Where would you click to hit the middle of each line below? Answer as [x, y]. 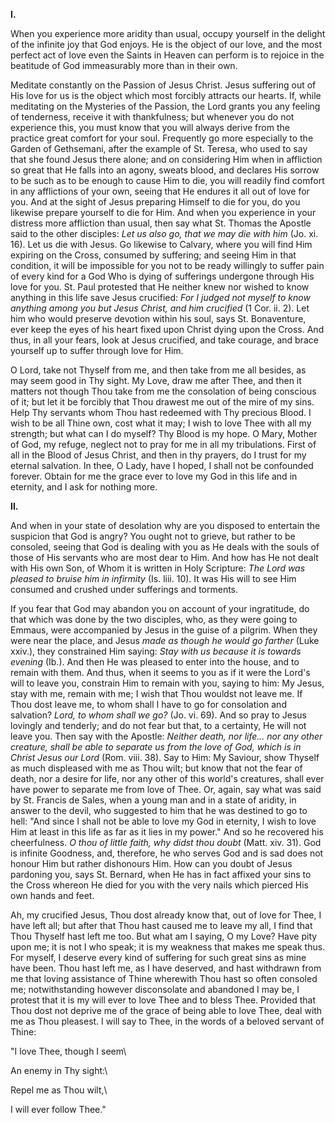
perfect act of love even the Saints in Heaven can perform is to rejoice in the [167, 55]
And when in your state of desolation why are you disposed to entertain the [165, 525]
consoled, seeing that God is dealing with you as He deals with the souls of [165, 547]
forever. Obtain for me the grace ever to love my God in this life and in [154, 476]
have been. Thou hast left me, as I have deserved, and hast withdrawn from [166, 968]
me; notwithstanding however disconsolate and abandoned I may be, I [155, 989]
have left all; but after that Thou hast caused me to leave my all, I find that [161, 925]
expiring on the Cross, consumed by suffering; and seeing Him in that [153, 255]
